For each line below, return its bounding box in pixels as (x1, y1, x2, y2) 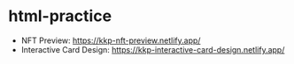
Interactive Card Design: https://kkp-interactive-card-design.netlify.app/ (20, 44, 285, 54)
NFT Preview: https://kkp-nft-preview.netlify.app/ (20, 35, 201, 46)
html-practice (8, 6, 112, 26)
